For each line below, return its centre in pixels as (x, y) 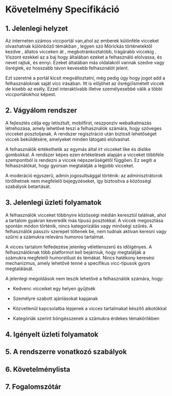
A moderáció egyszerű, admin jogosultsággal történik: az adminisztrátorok (84, 175)
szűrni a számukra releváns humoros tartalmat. (55, 237)
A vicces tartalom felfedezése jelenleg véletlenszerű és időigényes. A (79, 247)
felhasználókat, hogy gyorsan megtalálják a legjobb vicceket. (70, 165)
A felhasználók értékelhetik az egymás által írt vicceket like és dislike (78, 149)
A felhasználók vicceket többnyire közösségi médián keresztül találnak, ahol (86, 215)
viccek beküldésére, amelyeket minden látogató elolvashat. (68, 139)
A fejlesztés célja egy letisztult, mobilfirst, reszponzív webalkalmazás (79, 123)
